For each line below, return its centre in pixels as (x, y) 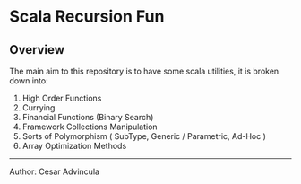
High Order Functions (62, 98)
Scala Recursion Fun (87, 17)
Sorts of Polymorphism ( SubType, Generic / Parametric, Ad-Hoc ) (144, 136)
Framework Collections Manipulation (90, 127)
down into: (29, 81)
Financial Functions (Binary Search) (88, 117)
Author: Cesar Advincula (55, 171)
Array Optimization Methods (74, 146)
